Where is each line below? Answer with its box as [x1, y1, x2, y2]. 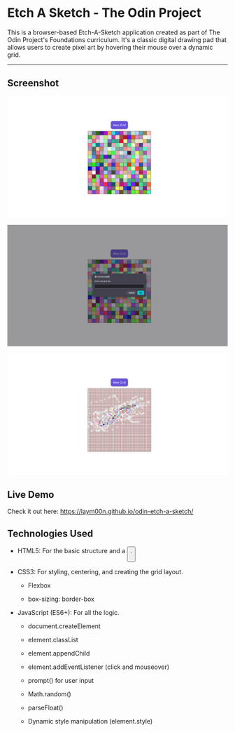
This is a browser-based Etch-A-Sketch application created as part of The [7, 28, 220, 36]
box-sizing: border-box [27, 595, 94, 603]
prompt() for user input [27, 676, 94, 684]
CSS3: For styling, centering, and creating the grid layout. [17, 567, 183, 576]
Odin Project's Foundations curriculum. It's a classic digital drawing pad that [7, 35, 227, 43]
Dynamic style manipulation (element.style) [27, 717, 153, 725]
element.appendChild [27, 649, 90, 657]
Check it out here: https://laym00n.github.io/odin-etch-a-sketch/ [7, 507, 194, 516]
